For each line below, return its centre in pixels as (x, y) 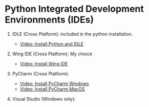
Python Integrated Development (74, 9)
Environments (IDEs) (49, 20)
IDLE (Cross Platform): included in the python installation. (72, 34)
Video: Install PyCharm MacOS (52, 89)
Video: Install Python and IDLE (52, 44)
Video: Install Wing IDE (44, 63)
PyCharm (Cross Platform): (41, 73)
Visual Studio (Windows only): (44, 99)
